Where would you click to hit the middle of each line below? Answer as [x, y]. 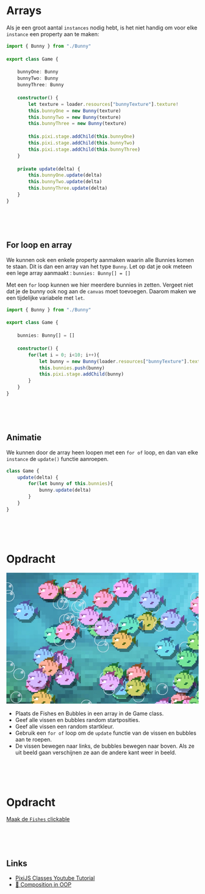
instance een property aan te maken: [53, 34]
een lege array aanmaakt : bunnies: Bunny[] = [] [69, 272]
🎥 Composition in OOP [43, 885]
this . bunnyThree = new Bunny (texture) [77, 124]
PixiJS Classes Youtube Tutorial [55, 878]
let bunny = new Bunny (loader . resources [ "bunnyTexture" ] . [114, 361]
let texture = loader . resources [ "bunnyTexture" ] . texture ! [103, 104]
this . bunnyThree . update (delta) [68, 188]
